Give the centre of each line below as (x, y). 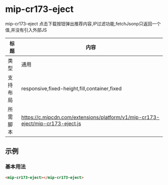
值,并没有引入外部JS (26, 30)
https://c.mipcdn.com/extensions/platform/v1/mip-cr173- (90, 117)
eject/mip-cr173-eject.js (51, 123)
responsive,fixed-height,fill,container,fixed (71, 88)
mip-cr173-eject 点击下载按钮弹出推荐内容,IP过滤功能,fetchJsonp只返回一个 (83, 23)
